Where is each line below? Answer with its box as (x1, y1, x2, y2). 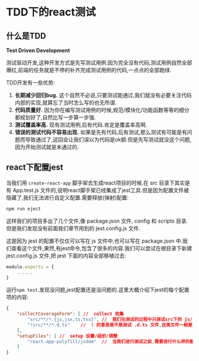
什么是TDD (6, 31, 46, 41)
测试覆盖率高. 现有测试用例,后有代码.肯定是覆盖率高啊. (14, 121, 147, 128)
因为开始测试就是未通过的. (14, 143, 79, 150)
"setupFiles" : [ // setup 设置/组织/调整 (17, 333, 118, 339)
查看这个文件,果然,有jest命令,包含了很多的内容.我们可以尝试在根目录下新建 (11, 244, 192, 252)
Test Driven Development (6, 47, 70, 54)
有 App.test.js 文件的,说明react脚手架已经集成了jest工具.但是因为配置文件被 (6, 186, 190, 194)
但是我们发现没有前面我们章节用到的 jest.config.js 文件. (6, 224, 141, 231)
